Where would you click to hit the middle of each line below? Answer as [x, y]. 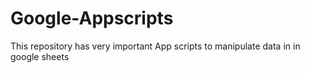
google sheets [40, 56]
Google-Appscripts [92, 18]
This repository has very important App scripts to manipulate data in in [155, 46]
